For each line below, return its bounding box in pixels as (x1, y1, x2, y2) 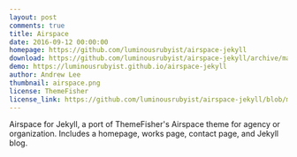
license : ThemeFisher (9, 86, 89, 95)
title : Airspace (9, 29, 69, 38)
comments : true (9, 21, 65, 30)
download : (9, 54, 46, 63)
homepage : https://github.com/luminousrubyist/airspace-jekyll (9, 46, 247, 55)
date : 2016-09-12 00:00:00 (9, 37, 109, 47)
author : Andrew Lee (9, 71, 81, 79)
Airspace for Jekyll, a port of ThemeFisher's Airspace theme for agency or (9, 119, 281, 130)
